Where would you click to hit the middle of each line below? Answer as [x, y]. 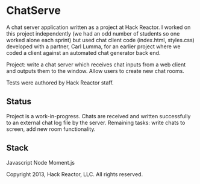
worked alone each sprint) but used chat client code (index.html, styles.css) [100, 40]
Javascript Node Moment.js [41, 162]
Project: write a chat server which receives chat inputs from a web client [96, 65]
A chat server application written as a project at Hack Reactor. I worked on [98, 27]
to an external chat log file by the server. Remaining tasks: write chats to [96, 122]
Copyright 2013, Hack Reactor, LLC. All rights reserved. [75, 174]
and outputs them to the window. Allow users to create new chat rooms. [95, 71]
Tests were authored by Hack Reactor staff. [60, 83]
